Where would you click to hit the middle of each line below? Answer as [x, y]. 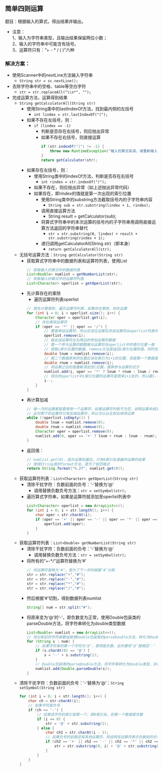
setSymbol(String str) [42, 688]
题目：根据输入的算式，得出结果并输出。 [45, 21]
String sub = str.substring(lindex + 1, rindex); [99, 205]
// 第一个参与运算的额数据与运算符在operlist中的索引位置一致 [99, 345]
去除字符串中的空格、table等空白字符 [49, 86]
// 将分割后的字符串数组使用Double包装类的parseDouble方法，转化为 [88, 637]
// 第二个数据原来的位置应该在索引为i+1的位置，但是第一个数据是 [101, 358]
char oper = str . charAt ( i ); [64, 515]
